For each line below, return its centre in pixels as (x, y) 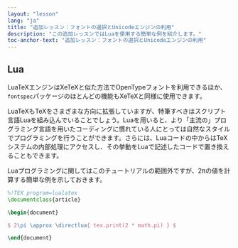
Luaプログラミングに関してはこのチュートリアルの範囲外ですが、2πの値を (116, 171)
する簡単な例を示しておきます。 (60, 179)
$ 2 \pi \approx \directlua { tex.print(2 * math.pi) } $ (92, 225)
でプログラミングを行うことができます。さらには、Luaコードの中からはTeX (118, 138)
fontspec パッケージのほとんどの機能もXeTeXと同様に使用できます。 (107, 96)
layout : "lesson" (33, 14)
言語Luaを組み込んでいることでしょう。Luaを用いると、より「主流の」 (111, 120)
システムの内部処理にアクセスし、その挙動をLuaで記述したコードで (106, 146)
